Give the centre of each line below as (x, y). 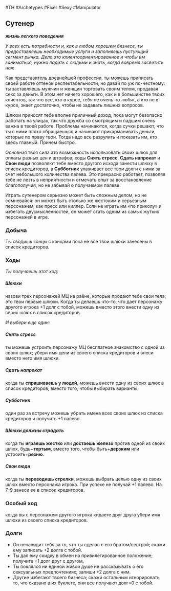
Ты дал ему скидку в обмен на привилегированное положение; (83, 556)
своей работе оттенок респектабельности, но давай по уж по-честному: (85, 83)
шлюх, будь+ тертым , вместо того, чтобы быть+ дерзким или (72, 449)
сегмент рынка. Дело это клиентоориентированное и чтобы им (75, 57)
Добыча (16, 230)
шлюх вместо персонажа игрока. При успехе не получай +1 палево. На (84, 485)
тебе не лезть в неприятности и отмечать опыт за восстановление (79, 180)
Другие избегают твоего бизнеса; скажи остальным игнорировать (86, 577)
